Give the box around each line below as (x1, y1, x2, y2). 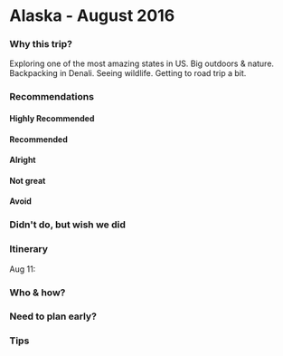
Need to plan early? (9, 310, 98, 322)
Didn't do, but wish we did (9, 218, 127, 231)
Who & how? (9, 286, 66, 299)
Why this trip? (9, 38, 72, 51)
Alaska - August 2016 (9, 5, 175, 26)
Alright (9, 155, 36, 166)
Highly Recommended (9, 113, 95, 123)
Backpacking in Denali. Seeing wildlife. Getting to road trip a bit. (9, 68, 247, 79)
